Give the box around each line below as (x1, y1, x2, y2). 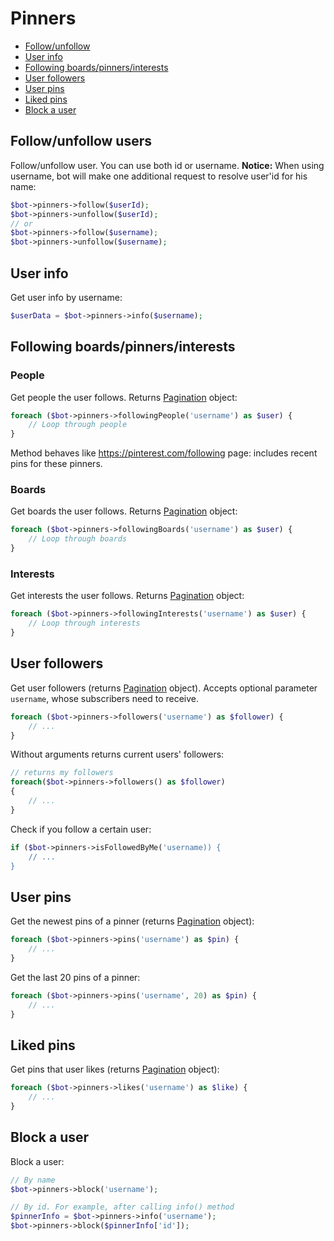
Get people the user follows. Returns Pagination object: (10, 391, 238, 403)
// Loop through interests (28, 618, 141, 629)
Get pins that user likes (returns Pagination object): (10, 1063, 220, 1076)
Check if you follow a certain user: (10, 823, 152, 835)
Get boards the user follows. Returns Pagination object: (10, 505, 238, 517)
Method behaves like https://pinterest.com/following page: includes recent (10, 447, 318, 459)
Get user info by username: (10, 291, 123, 303)
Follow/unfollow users (10, 133, 152, 150)
